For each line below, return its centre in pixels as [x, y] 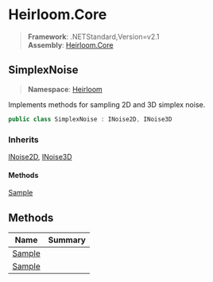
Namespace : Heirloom [65, 89]
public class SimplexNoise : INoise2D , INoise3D [90, 119]
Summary [67, 240]
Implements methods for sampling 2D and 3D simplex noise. [107, 104]
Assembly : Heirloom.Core [70, 44]
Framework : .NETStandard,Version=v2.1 [93, 37]
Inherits [23, 139]
